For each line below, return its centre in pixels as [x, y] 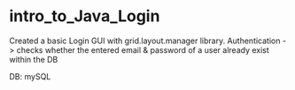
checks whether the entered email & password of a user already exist [143, 49]
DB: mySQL [30, 76]
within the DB [34, 59]
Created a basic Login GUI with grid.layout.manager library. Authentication [145, 41]
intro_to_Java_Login [85, 16]
